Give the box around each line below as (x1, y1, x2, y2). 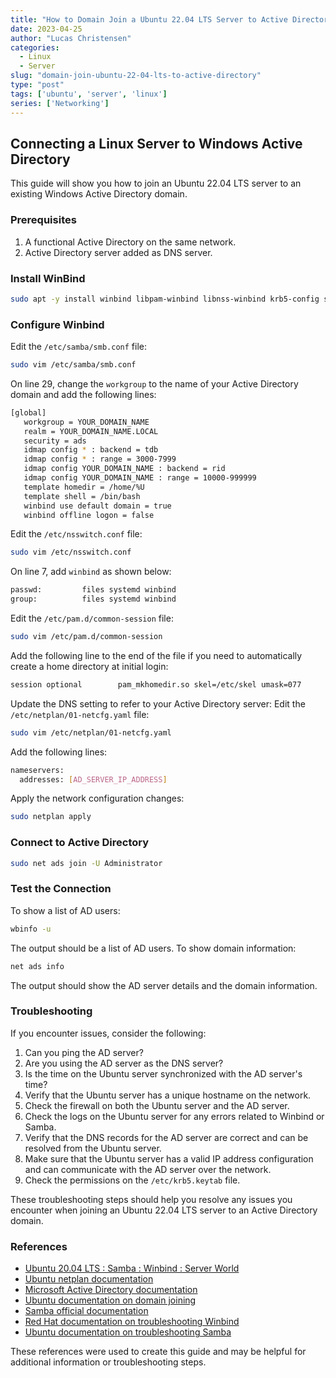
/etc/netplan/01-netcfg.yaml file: (10, 708, 150, 720)
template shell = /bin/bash (23, 491, 141, 501)
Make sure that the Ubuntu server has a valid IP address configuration (24, 1152, 314, 1165)
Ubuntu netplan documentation (24, 1273, 154, 1285)
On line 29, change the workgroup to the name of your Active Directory (10, 377, 299, 390)
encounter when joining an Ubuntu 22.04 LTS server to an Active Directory (10, 1204, 318, 1216)
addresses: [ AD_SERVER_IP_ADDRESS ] (19, 774, 168, 785)
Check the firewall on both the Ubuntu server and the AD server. (24, 1099, 290, 1111)
